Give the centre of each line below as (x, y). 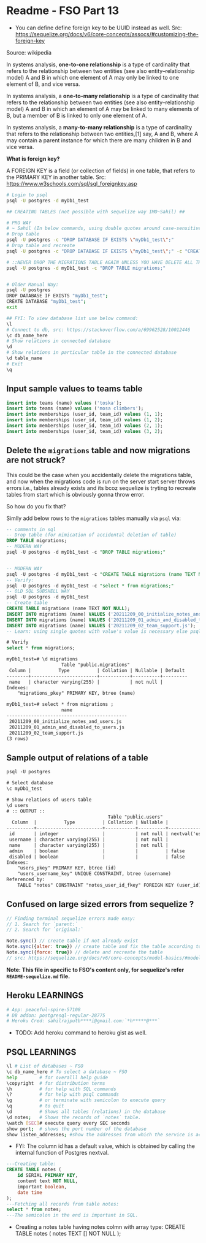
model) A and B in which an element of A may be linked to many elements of (103, 109)
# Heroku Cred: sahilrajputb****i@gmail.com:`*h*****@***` (83, 1021)
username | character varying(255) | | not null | (89, 840)
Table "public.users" (135, 817)
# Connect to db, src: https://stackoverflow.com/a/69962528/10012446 (98, 330)
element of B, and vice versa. (43, 84)
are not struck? (36, 460)
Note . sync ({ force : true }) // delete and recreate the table (85, 952)
